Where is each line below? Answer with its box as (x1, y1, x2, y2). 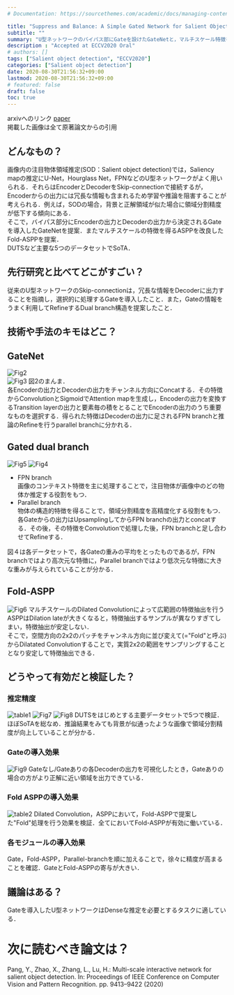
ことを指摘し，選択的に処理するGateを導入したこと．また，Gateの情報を (13, 295, 224, 303)
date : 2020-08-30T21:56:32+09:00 (7, 68, 104, 75)
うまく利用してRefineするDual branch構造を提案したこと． (7, 303, 176, 311)
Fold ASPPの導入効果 (7, 793, 79, 802)
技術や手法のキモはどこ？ (7, 326, 117, 338)
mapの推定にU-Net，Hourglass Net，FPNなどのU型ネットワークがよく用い (7, 174, 223, 182)
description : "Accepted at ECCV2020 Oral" (7, 43, 136, 50)
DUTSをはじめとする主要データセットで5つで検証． (74, 711, 224, 719)
